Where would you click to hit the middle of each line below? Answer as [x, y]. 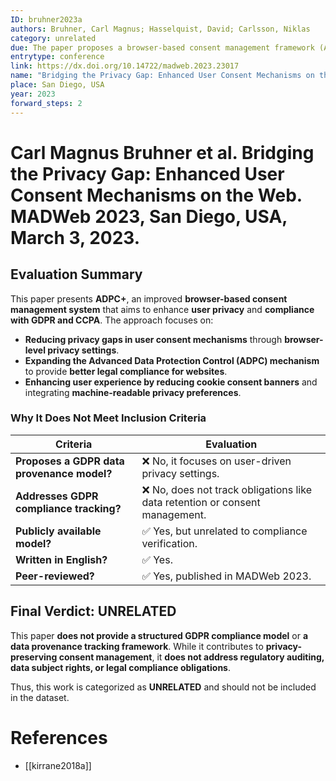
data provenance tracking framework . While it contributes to [137, 646]
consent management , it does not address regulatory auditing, [191, 657]
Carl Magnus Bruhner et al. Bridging [162, 152]
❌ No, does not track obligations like [226, 489]
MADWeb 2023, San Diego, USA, [149, 216]
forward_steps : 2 [46, 103]
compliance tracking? [68, 508]
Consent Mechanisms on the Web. [156, 195]
